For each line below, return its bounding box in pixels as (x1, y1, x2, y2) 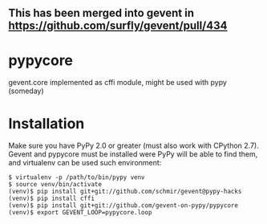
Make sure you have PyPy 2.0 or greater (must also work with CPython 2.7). (8, 141, 259, 151)
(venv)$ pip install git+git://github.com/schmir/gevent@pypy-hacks (8, 188, 242, 196)
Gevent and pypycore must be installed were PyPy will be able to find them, (8, 149, 258, 159)
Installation (8, 114, 85, 132)
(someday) (8, 86, 44, 96)
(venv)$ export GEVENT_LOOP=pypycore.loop (8, 209, 152, 217)
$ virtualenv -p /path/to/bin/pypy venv (8, 173, 146, 181)
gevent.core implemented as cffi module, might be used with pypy (8, 78, 227, 88)
